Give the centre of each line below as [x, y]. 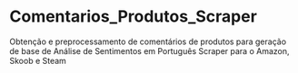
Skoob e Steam [38, 60]
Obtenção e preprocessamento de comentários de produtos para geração [148, 41]
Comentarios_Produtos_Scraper [133, 17]
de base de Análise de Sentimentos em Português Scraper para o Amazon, [149, 50]
